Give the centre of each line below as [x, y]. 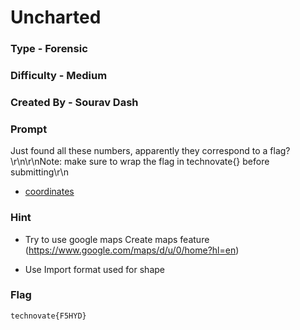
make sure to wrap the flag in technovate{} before [167, 162]
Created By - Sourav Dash [74, 102]
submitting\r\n [39, 172]
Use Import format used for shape [94, 269]
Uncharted [56, 17]
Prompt [29, 129]
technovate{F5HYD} [48, 316]
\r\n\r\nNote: [36, 162]
